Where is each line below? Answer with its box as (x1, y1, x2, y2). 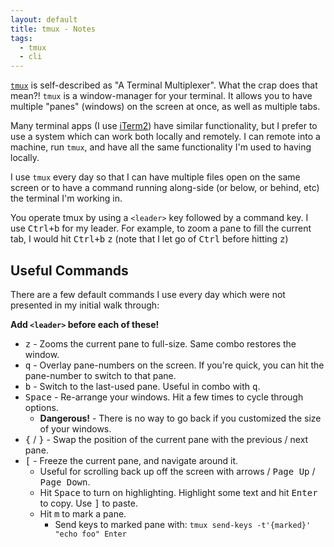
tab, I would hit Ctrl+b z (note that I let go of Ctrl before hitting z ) (10, 233, 289, 245)
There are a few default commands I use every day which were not (10, 288, 286, 300)
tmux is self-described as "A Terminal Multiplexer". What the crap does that (10, 79, 318, 91)
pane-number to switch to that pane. (24, 369, 177, 381)
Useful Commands (10, 262, 129, 279)
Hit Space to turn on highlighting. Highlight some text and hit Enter (39, 486, 318, 498)
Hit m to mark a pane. (39, 507, 127, 520)
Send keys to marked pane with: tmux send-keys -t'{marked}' (54, 518, 312, 530)
